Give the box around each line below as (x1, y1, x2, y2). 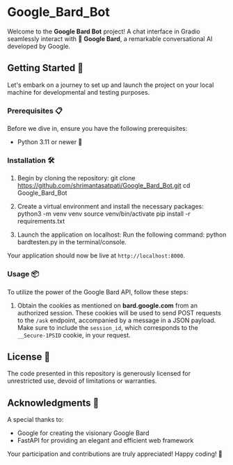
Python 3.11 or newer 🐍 (17, 138, 83, 146)
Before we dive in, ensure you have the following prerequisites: (7, 125, 188, 133)
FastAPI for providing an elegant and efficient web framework (17, 436, 194, 445)
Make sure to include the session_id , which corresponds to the (17, 323, 198, 331)
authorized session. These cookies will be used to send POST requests (17, 308, 221, 317)
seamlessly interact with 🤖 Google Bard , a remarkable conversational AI (7, 34, 213, 42)
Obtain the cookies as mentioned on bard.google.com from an (17, 301, 198, 310)
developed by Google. (7, 42, 71, 50)
